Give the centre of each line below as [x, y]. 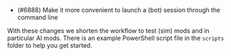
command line [37, 17]
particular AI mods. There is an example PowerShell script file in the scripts [115, 38]
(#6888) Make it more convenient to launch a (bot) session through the [119, 10]
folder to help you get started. [50, 45]
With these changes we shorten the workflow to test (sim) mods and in [108, 31]
